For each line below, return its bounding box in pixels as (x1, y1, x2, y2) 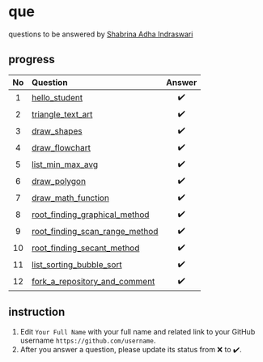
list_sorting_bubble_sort (32, 259, 123, 270)
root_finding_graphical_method (32, 209, 150, 220)
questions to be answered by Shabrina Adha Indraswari (8, 29, 193, 39)
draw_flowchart (32, 143, 91, 154)
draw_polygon (32, 176, 87, 187)
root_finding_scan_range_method (32, 226, 159, 237)
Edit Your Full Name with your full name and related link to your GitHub (19, 326, 256, 336)
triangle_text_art (32, 109, 93, 120)
